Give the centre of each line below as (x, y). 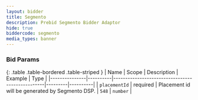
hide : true (20, 28)
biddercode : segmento (33, 34)
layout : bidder (25, 11)
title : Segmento (26, 17)
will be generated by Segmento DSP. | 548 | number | (69, 91)
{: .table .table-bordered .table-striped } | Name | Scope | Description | (92, 72)
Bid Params (23, 59)
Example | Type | (27, 79)
